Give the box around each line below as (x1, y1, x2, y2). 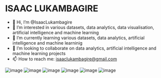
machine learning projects (12, 50, 66, 56)
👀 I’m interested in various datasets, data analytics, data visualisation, (12, 24, 155, 30)
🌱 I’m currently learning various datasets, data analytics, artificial (12, 35, 145, 41)
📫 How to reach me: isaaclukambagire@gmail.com (12, 56, 117, 62)
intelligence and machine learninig (12, 40, 83, 46)
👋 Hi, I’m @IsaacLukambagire (12, 19, 73, 25)
